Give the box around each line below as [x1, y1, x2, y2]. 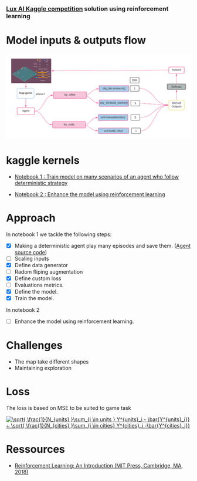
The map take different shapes [14, 358, 89, 365]
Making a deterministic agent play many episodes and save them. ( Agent [14, 242, 191, 249]
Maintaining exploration [14, 365, 72, 372]
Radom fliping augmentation [14, 268, 83, 275]
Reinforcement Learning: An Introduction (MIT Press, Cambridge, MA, [14, 462, 184, 469]
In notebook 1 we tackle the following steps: [6, 231, 112, 238]
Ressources [6, 443, 66, 456]
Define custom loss [14, 275, 62, 282]
